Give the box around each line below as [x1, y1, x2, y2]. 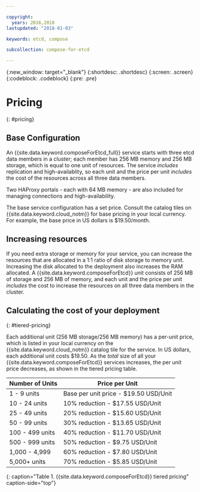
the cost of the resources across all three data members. [6, 174, 147, 182]
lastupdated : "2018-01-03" [6, 25, 74, 31]
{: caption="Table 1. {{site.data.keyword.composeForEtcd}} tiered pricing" [6, 473, 189, 480]
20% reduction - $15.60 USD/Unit [63, 409, 162, 417]
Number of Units [9, 379, 58, 387]
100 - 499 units [9, 428, 55, 436]
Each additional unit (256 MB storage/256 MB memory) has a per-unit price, [6, 333, 194, 340]
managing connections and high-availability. [6, 192, 116, 200]
